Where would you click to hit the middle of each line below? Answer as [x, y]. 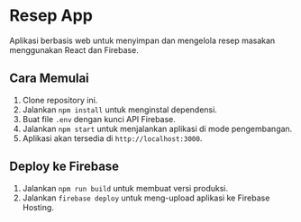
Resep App [51, 16]
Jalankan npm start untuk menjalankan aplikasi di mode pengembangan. [157, 129]
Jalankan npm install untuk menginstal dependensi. [120, 110]
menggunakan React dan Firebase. [74, 49]
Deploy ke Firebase [64, 167]
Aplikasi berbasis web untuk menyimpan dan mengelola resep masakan [142, 40]
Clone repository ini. [60, 100]
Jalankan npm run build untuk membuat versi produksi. [125, 188]
